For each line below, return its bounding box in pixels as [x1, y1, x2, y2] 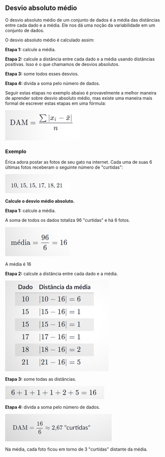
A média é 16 [5, 261, 32, 267]
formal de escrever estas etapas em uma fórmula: [5, 100, 106, 106]
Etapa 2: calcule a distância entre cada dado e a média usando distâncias [5, 56, 155, 62]
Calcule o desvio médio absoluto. [5, 198, 75, 204]
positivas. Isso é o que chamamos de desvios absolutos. [5, 61, 120, 67]
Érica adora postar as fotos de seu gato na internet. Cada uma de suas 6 [5, 159, 153, 165]
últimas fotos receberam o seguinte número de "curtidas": [5, 164, 123, 170]
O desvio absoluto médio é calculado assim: [5, 37, 95, 43]
